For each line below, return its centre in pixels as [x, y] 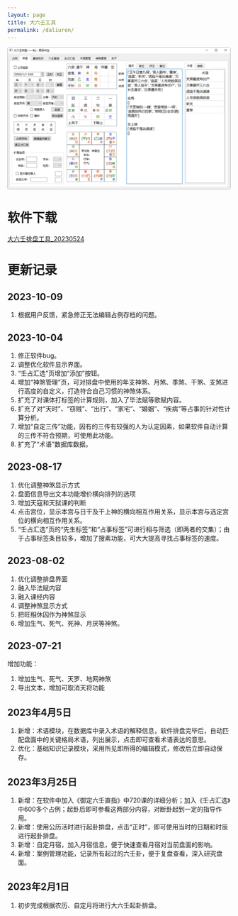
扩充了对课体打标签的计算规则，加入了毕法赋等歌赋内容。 [101, 400]
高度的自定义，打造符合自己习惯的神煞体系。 [89, 391]
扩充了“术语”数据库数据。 [55, 444]
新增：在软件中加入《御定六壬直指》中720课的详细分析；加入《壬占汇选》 [124, 800]
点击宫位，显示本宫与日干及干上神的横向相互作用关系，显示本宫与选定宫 [123, 512]
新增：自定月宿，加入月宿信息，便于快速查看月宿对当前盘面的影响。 [117, 845]
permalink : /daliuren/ [41, 30]
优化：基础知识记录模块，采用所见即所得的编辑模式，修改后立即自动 [117, 749]
